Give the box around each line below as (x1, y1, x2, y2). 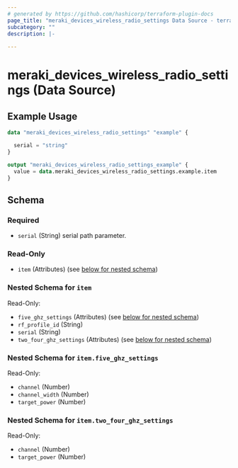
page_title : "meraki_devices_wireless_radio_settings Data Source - (7, 17, 214, 24)
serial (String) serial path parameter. (17, 232, 127, 240)
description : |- (7, 30, 55, 38)
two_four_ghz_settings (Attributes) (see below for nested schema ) (17, 335, 212, 343)
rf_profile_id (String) (17, 320, 84, 329)
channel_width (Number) (17, 390, 90, 399)
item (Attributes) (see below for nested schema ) (17, 265, 158, 273)
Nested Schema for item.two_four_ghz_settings (7, 415, 174, 425)
